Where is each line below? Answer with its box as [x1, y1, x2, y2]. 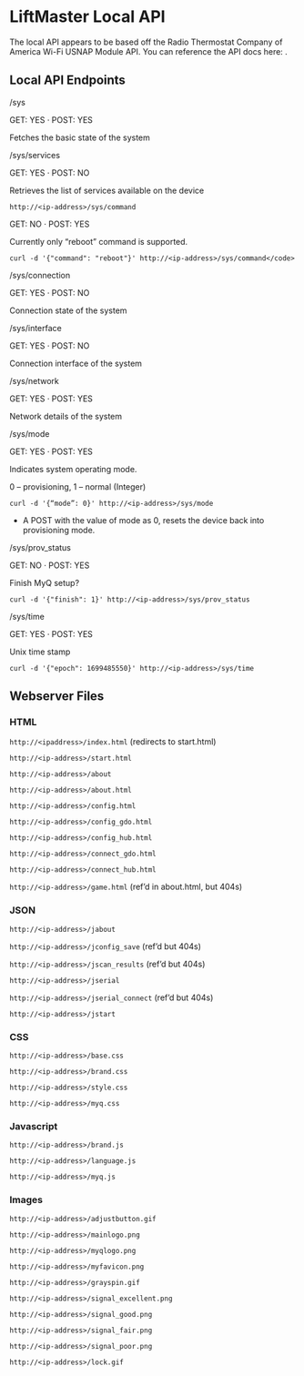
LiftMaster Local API [9, 6, 166, 27]
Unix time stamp [9, 646, 71, 657]
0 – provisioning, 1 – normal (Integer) [9, 481, 147, 492]
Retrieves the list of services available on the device [9, 185, 205, 196]
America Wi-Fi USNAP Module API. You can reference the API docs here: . [9, 46, 289, 56]
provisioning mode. [22, 524, 96, 535]
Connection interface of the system [9, 358, 143, 369]
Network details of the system [9, 410, 123, 421]
